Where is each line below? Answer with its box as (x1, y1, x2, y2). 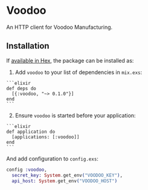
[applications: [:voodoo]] (11, 133, 80, 140)
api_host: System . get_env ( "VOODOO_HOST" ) (11, 178, 118, 184)
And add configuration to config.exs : (6, 155, 98, 162)
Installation (6, 41, 50, 51)
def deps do (6, 85, 36, 91)
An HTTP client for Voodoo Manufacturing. (6, 23, 113, 31)
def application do (6, 129, 56, 135)
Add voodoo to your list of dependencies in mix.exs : (14, 69, 143, 76)
